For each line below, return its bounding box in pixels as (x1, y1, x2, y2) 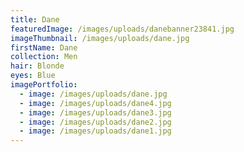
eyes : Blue (10, 71, 56, 81)
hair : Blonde (10, 61, 65, 71)
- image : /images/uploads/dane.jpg (19, 89, 168, 99)
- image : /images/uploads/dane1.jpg (19, 126, 172, 136)
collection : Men (10, 52, 78, 62)
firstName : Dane (10, 42, 78, 53)
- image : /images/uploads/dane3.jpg (19, 107, 172, 118)
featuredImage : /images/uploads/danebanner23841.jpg (10, 24, 235, 34)
